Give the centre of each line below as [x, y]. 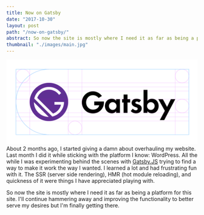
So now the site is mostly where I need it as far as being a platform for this [99, 193]
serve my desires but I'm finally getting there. [63, 205]
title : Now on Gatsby [34, 13]
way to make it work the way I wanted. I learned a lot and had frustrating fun [102, 168]
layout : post [23, 25]
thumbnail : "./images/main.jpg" [47, 45]
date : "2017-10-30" [31, 19]
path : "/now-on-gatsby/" [38, 32]
